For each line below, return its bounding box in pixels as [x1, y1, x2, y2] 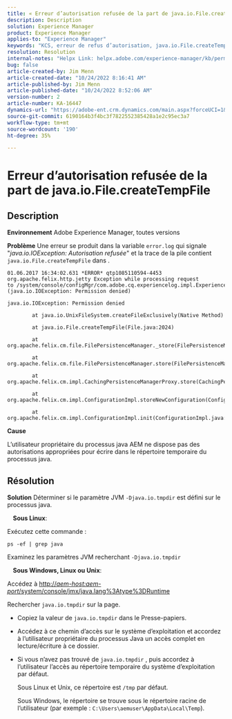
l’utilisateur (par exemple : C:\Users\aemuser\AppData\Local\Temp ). [17, 704, 205, 712]
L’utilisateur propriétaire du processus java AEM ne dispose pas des [7, 440, 200, 449]
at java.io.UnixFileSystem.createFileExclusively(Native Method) [32, 312, 224, 319]
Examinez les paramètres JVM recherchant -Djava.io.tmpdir [7, 553, 181, 562]
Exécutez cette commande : [7, 528, 87, 536]
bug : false [7, 61, 39, 68]
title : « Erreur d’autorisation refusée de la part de [7, 10, 168, 17]
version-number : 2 [7, 94, 60, 101]
